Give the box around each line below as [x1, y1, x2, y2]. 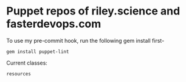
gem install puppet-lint [6, 48, 69, 55]
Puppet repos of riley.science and [6, 4, 181, 18]
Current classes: [6, 59, 47, 66]
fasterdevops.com [6, 17, 102, 31]
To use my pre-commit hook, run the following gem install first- [6, 37, 165, 44]
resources [6, 71, 32, 77]
